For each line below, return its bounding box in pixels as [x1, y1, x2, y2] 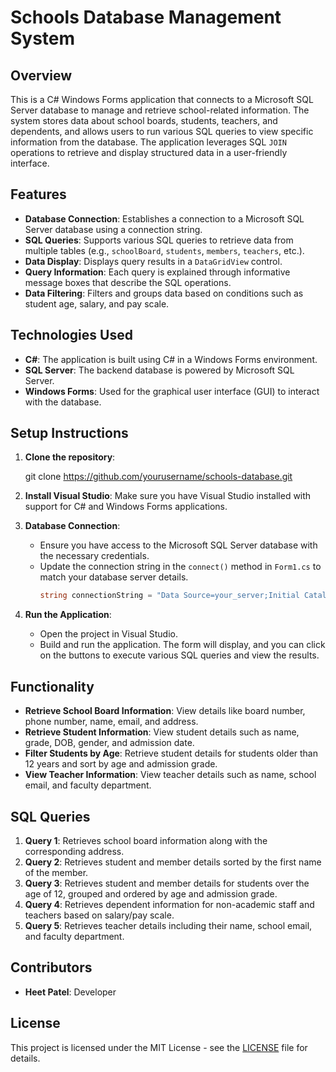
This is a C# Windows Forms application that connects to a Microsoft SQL [10, 94, 314, 105]
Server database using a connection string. [24, 223, 203, 235]
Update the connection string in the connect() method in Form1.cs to [39, 561, 322, 573]
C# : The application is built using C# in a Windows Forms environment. [24, 353, 318, 365]
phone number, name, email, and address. [24, 716, 199, 728]
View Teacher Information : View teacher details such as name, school [24, 769, 317, 781]
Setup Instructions [10, 425, 129, 442]
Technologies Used [10, 327, 133, 344]
